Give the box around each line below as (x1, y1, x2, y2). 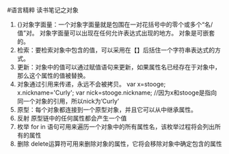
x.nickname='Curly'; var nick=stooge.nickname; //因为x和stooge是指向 (16, 89, 217, 97)
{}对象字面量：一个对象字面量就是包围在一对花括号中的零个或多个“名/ (16, 20, 213, 29)
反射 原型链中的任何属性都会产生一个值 (16, 114, 127, 122)
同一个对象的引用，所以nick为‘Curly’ (16, 97, 120, 105)
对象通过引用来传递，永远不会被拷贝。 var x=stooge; (16, 80, 166, 88)
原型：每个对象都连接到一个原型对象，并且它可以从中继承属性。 (16, 106, 197, 114)
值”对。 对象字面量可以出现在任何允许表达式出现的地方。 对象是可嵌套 (16, 29, 215, 37)
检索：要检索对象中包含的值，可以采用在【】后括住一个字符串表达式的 (16, 46, 215, 54)
